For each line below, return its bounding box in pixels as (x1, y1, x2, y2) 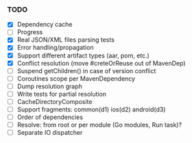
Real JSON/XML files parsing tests (16, 36, 115, 44)
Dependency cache (16, 21, 73, 29)
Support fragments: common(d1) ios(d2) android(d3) (16, 105, 166, 114)
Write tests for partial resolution (16, 90, 107, 98)
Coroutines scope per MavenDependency (16, 74, 136, 83)
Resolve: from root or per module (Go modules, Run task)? (16, 121, 182, 129)
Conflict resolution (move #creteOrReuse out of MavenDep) (16, 59, 186, 67)
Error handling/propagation (16, 43, 94, 52)
